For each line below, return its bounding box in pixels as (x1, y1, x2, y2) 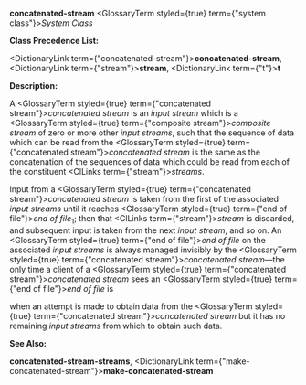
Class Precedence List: (9, 36, 99, 46)
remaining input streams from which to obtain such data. (9, 320, 223, 331)
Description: (9, 80, 58, 91)
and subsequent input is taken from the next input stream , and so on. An (9, 224, 282, 236)
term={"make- (195, 356, 250, 367)
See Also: (9, 337, 47, 348)
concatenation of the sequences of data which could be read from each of (9, 156, 290, 167)
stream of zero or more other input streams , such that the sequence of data (9, 127, 295, 138)
